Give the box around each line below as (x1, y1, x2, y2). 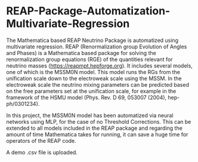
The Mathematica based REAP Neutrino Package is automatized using (6, 36, 179, 44)
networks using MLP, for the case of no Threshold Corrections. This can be (6, 118, 191, 125)
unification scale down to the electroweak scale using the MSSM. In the (6, 75, 182, 82)
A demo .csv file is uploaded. (6, 148, 78, 156)
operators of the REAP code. (6, 137, 76, 144)
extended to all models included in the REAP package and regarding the (6, 124, 183, 132)
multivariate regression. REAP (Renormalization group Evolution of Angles (6, 43, 187, 50)
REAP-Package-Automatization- (6, 4, 171, 18)
